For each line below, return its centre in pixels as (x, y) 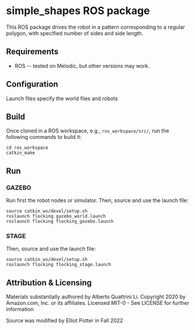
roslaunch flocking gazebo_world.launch (56, 216)
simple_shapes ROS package (78, 11)
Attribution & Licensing (49, 283)
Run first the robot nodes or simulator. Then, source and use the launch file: (97, 200)
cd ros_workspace (27, 148)
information (20, 309)
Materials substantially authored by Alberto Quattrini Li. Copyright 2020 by (96, 297)
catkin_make (20, 153)
